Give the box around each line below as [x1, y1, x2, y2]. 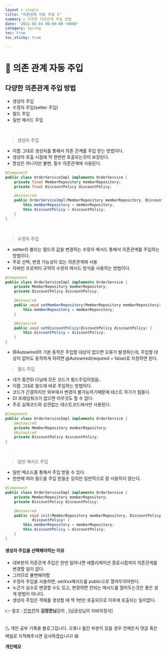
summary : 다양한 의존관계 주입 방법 [5, 16, 72, 21]
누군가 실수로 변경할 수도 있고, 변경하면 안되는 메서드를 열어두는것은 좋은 [12, 585, 153, 591]
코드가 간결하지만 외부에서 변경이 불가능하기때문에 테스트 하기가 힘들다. [12, 389, 151, 395]
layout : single [5, 7, 39, 12]
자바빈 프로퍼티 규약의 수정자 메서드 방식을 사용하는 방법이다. [12, 265, 131, 271]
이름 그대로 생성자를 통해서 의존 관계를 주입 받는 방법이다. [12, 148, 124, 154]
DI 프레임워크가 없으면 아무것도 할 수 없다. [12, 395, 94, 401]
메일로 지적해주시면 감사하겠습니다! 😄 [5, 633, 79, 639]
